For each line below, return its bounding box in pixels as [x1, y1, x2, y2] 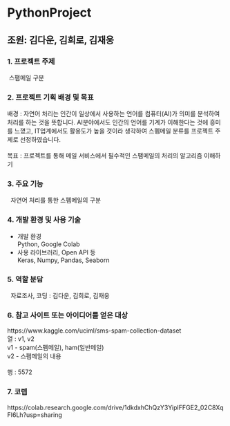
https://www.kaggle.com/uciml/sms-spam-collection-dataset [7, 326, 182, 335]
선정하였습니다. [19, 136, 61, 144]
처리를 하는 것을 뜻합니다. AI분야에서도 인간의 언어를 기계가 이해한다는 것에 [7, 118, 209, 127]
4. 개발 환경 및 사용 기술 [7, 215, 82, 225]
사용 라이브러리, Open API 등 [17, 248, 96, 257]
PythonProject [7, 5, 92, 21]
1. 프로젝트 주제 [7, 57, 55, 66]
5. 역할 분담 [7, 275, 44, 284]
